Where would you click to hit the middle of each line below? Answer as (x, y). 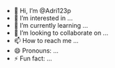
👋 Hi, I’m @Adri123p (43, 11)
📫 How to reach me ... (46, 41)
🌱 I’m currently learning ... (51, 25)
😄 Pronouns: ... (36, 51)
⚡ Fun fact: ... (33, 58)
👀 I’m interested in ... (43, 18)
